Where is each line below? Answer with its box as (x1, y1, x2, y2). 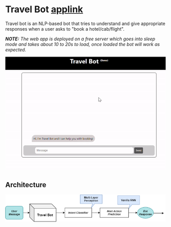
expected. (5, 46, 26, 53)
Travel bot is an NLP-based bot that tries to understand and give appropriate (5, 20, 165, 27)
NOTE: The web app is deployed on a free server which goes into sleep (5, 36, 155, 42)
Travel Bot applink (5, 4, 83, 15)
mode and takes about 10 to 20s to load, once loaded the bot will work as (5, 41, 160, 47)
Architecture (5, 181, 47, 189)
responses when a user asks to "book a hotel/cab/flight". (5, 26, 125, 32)
